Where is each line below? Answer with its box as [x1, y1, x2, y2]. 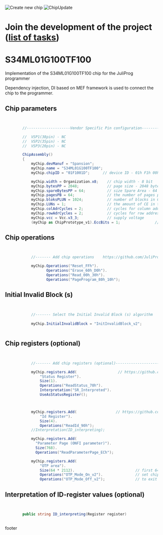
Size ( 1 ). [39, 379, 57, 384]
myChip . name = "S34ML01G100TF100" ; [31, 166, 103, 171]
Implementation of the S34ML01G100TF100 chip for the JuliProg [5, 71, 133, 76]
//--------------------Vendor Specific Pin [22, 126, 112, 130]
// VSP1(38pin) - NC [22, 134, 66, 139]
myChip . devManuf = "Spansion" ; [31, 161, 95, 166]
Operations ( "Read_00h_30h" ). [46, 273, 105, 277]
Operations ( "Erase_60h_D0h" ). [46, 268, 108, 273]
